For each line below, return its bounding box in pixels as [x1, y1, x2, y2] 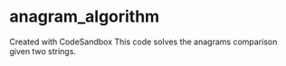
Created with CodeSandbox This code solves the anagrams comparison [9, 36, 278, 47]
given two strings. [9, 45, 77, 56]
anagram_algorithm [9, 6, 160, 27]
